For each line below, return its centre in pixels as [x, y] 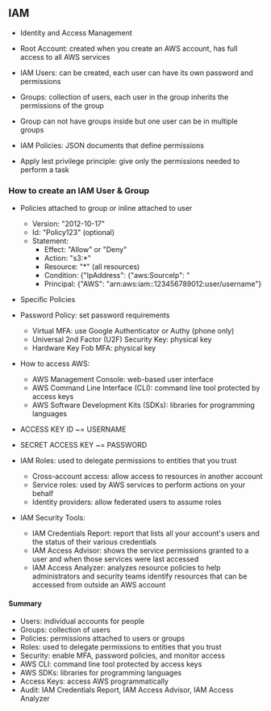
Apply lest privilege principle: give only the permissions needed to [130, 161]
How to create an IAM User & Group [79, 191]
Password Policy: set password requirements [95, 315]
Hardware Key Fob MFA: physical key [94, 348]
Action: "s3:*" [67, 259]
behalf [43, 494]
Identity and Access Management [76, 32]
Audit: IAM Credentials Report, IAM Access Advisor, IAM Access [127, 690]
